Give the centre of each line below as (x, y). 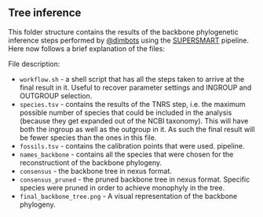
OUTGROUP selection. (56, 96)
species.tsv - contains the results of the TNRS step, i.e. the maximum (132, 104)
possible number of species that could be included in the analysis (126, 112)
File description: (34, 64)
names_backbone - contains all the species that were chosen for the (126, 154)
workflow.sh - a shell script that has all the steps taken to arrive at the (132, 79)
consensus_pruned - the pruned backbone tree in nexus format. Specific (135, 179)
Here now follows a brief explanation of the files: (86, 48)
